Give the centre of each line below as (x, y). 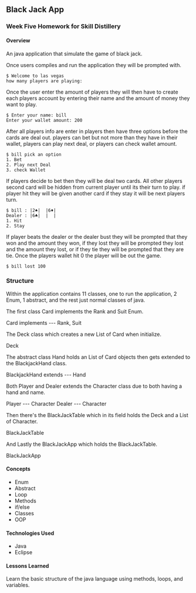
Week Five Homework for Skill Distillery (64, 26)
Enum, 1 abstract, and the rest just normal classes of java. (76, 300)
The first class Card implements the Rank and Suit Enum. (75, 311)
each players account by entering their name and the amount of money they (98, 98)
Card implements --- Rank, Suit (44, 322)
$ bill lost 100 (26, 266)
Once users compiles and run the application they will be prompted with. (94, 65)
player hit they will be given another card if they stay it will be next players (96, 193)
